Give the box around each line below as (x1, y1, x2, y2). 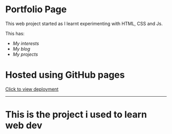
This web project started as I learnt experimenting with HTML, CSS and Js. (5, 20, 163, 27)
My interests (12, 40, 39, 47)
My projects (12, 51, 38, 57)
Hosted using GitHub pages (5, 69, 125, 81)
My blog (12, 46, 31, 52)
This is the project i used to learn (5, 109, 147, 121)
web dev (5, 120, 42, 131)
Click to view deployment (5, 86, 59, 92)
